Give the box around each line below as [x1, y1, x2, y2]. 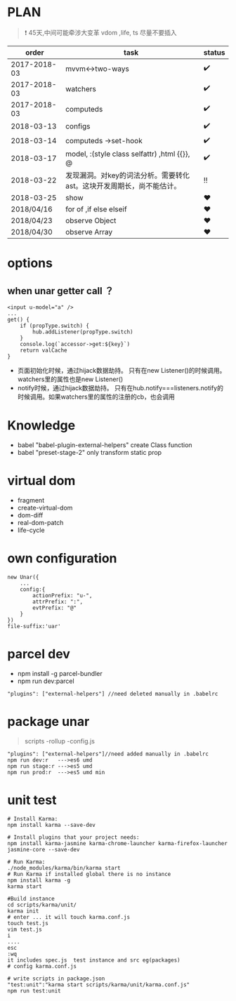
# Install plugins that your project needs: [7, 833, 140, 841]
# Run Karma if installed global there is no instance [7, 870, 171, 877]
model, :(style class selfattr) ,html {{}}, [65, 149, 190, 159]
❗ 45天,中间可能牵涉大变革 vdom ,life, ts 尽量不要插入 [24, 28, 177, 37]
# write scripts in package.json [7, 975, 105, 982]
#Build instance [7, 895, 55, 902]
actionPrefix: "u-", [32, 592, 93, 599]
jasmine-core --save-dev [7, 846, 80, 853]
